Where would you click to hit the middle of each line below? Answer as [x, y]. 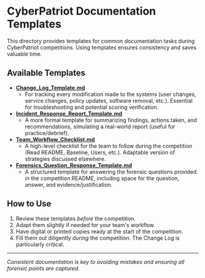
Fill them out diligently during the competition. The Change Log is [98, 238]
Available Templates [46, 73]
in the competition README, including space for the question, [102, 178]
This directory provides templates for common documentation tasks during [101, 41]
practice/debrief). [47, 133]
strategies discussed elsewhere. [65, 159]
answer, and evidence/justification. [69, 184]
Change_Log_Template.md [50, 88]
